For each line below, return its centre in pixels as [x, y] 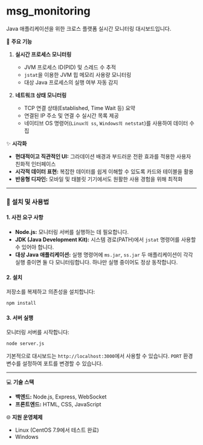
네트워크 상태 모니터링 [41, 95]
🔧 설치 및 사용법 [28, 202]
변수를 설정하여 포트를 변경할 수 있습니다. [55, 363]
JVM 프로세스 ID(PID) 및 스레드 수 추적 [70, 67]
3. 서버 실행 [20, 317]
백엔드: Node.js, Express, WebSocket [61, 397]
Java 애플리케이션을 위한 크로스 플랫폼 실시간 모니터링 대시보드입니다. [89, 28]
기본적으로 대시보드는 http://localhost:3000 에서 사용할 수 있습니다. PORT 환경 [100, 356]
